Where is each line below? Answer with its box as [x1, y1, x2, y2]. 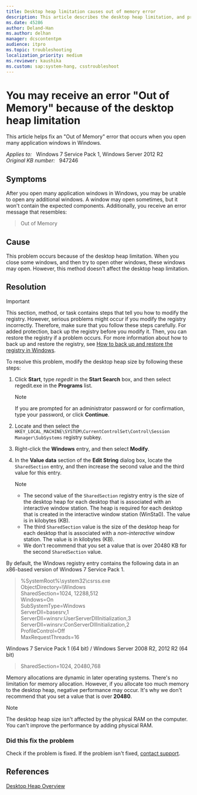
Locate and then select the [14, 422, 80, 430]
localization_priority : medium [6, 52, 83, 58]
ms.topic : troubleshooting [6, 47, 72, 53]
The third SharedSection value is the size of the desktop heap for [23, 523, 180, 530]
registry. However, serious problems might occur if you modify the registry [6, 315, 186, 322]
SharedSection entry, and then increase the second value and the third [14, 463, 185, 470]
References [6, 767, 49, 777]
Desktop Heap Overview [6, 782, 66, 789]
